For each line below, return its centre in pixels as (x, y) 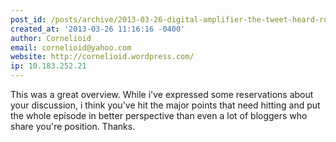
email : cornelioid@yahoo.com (71, 47)
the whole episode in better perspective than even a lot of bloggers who (159, 115)
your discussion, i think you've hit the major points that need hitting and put (165, 105)
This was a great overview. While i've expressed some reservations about (162, 94)
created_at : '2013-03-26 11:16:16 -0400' (98, 29)
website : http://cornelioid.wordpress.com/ (102, 57)
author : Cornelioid (51, 38)
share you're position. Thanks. (73, 126)
